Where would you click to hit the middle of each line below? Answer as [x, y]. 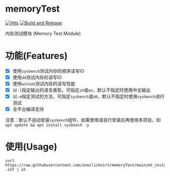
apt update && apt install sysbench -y [47, 125]
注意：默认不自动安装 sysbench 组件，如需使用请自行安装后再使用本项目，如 [83, 120]
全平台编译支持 [28, 109]
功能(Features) [36, 56]
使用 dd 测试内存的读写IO [37, 77]
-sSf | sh [16, 170]
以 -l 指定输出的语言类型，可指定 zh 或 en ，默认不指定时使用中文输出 [81, 90]
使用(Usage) [31, 147]
